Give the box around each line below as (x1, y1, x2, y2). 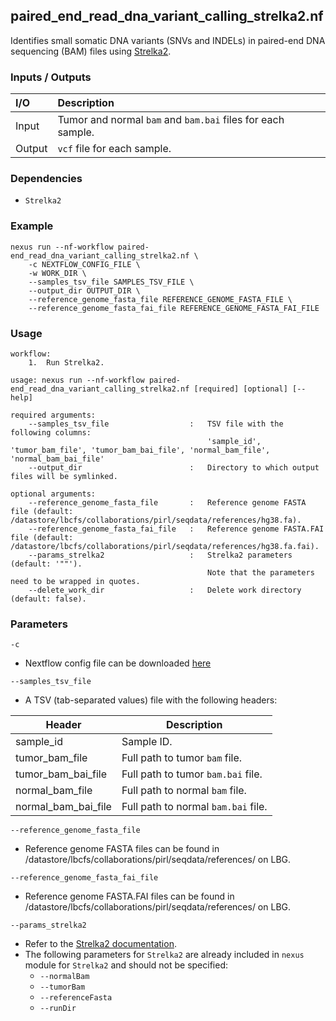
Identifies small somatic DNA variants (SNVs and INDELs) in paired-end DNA (10, 34, 326, 46)
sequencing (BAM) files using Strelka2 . (10, 45, 172, 57)
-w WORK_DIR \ (28, 268, 87, 278)
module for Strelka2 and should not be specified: (24, 959, 228, 971)
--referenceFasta (39, 993, 113, 1003)
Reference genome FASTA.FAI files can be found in (24, 890, 235, 903)
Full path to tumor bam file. (121, 751, 243, 765)
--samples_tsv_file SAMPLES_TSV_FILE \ (28, 277, 195, 287)
